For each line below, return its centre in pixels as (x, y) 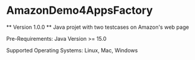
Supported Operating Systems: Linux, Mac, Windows (72, 50)
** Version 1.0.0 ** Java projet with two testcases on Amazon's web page (97, 27)
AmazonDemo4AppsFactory (79, 10)
